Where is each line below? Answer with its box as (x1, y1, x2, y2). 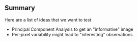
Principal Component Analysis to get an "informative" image (11, 26, 134, 32)
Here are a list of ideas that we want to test (4, 17, 92, 22)
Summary (4, 4, 35, 12)
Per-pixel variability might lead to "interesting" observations (11, 31, 133, 37)
